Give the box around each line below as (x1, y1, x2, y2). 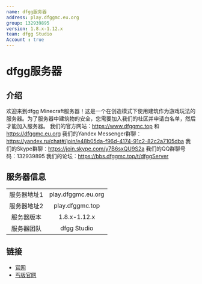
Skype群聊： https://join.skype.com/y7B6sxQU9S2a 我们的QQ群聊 (16, 145, 180, 152)
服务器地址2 (9, 202, 44, 210)
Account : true (6, 37, 44, 43)
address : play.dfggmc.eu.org (6, 14, 79, 20)
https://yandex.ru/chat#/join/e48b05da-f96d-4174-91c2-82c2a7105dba (6, 138, 185, 144)
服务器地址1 (9, 190, 44, 199)
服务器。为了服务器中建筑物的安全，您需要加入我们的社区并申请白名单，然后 (6, 115, 196, 122)
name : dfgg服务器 (6, 8, 47, 15)
